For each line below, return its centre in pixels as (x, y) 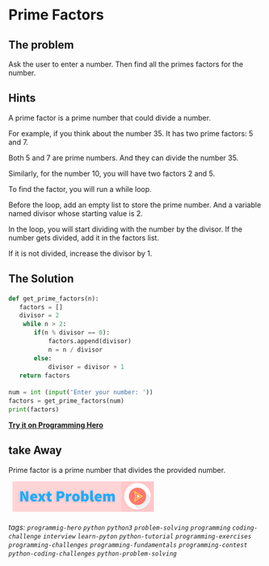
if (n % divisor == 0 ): (72, 333)
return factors (44, 375)
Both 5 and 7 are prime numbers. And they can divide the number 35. (124, 157)
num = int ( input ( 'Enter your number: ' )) (81, 393)
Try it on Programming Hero (56, 425)
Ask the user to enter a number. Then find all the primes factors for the (126, 64)
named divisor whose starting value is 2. (76, 213)
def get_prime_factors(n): (54, 298)
